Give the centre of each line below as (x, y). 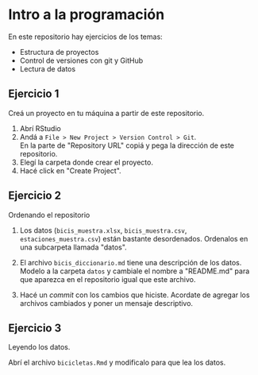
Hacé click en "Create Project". (70, 170)
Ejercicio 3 (35, 328)
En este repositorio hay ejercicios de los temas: (85, 37)
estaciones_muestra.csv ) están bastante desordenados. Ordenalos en (134, 238)
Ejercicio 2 (35, 196)
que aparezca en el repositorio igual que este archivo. (108, 279)
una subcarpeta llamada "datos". (73, 247)
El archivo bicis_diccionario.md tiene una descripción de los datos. (131, 262)
